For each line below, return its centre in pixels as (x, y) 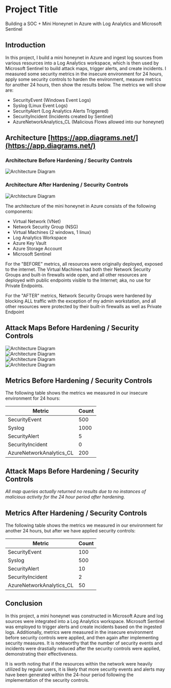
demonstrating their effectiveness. (41, 654)
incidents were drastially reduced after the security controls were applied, (83, 648)
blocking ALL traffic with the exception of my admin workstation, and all (81, 301)
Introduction (26, 45)
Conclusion (24, 603)
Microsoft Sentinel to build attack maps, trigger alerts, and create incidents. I (86, 68)
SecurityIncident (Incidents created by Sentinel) (63, 116)
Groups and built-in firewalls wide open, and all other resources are (76, 274)
